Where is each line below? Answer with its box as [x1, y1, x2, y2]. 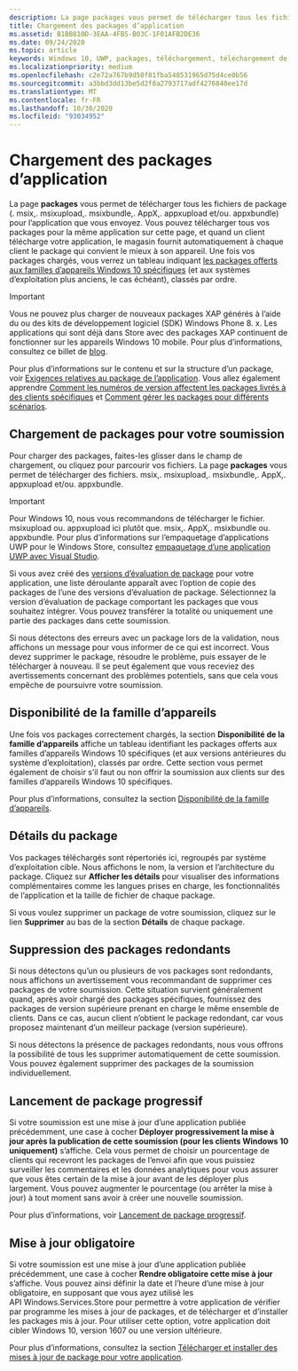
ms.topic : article [9, 46, 77, 55]
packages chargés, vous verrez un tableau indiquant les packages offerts [9, 255, 278, 266]
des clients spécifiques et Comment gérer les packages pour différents [9, 392, 269, 402]
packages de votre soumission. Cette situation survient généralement [9, 985, 263, 995]
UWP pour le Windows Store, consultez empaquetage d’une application [9, 541, 271, 551]
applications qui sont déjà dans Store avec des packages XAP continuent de [9, 328, 288, 338]
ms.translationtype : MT [9, 87, 98, 96]
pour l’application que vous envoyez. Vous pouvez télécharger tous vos [9, 218, 271, 228]
